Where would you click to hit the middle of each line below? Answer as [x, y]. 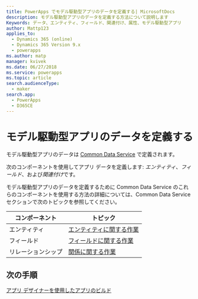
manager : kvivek [26, 61]
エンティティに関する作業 [103, 229]
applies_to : [21, 34]
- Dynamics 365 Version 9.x [46, 45]
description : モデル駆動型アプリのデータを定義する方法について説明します [87, 17]
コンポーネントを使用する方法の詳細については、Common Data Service [103, 194]
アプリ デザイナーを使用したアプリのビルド [59, 290]
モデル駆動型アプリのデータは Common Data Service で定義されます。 [92, 155]
